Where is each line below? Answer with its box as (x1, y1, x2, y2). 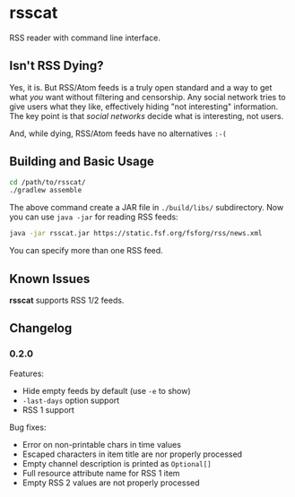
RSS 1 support (22, 404, 74, 415)
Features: (9, 368, 45, 379)
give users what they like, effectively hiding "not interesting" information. (9, 101, 279, 112)
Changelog (9, 321, 73, 336)
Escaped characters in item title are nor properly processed (22, 449, 243, 459)
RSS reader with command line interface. (9, 32, 161, 43)
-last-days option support (22, 395, 120, 406)
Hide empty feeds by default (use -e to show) (22, 385, 191, 396)
